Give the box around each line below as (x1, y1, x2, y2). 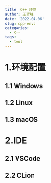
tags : (5, 35, 16, 40)
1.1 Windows (5, 82, 43, 90)
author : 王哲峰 (5, 12, 34, 17)
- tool (9, 39, 23, 44)
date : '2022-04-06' (5, 16, 45, 21)
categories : (5, 26, 29, 30)
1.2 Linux (5, 98, 33, 107)
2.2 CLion (5, 171, 35, 180)
